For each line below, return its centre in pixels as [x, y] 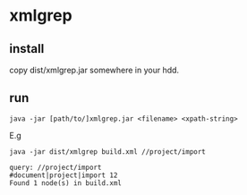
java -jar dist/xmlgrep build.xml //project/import [107, 152]
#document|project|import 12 [64, 175]
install [27, 49]
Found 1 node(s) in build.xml [66, 183]
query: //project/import [55, 167]
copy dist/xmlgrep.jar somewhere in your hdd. [94, 70]
